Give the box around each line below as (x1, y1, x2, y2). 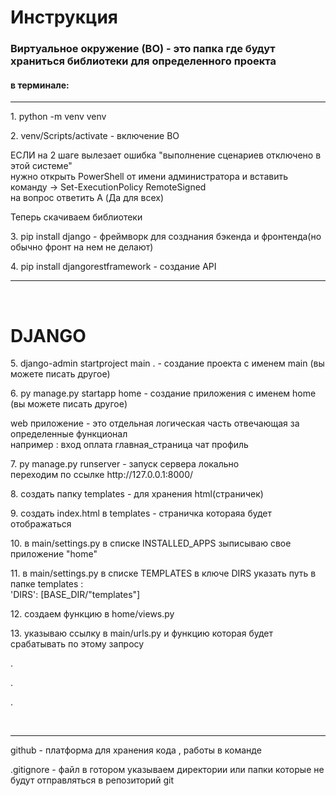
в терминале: (10, 79, 70, 91)
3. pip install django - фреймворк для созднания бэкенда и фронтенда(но (10, 231, 322, 243)
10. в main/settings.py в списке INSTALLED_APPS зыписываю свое (10, 537, 292, 550)
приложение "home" (10, 548, 98, 560)
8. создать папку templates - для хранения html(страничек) (10, 488, 264, 500)
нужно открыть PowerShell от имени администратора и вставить (10, 171, 289, 183)
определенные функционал (10, 428, 128, 440)
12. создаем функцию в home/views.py (10, 608, 175, 620)
